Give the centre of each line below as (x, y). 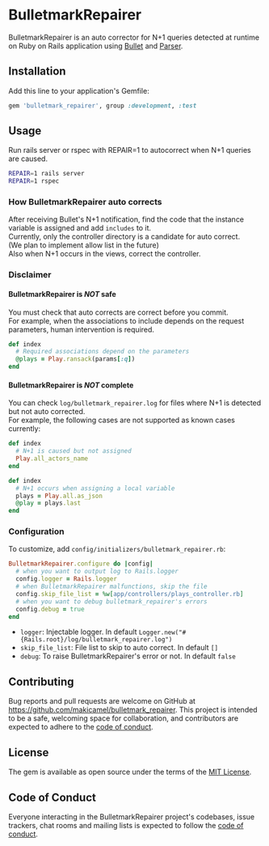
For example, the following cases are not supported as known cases (122, 420)
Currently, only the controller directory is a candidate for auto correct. (124, 237)
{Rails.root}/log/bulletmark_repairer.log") (96, 640)
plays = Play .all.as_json (59, 496)
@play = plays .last (48, 503)
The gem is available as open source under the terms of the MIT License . (130, 772)
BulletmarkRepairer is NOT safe (63, 294)
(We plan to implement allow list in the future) (84, 245)
